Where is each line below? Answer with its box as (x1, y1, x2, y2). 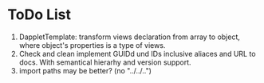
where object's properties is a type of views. (18, 40, 166, 49)
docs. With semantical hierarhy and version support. (18, 57, 192, 67)
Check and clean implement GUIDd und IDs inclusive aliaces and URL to (18, 49, 256, 58)
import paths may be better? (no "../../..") (18, 65, 152, 75)
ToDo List (7, 6, 72, 24)
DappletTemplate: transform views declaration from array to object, (18, 32, 241, 41)
